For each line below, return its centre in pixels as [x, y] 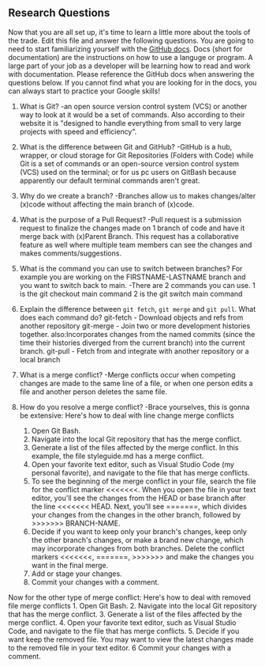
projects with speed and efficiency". [78, 131]
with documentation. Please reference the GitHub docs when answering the [131, 74]
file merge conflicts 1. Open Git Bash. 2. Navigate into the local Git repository [132, 605]
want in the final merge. [70, 565]
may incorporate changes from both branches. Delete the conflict [138, 548]
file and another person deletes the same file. [93, 392]
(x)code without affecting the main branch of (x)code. [107, 204]
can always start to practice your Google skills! [84, 91]
